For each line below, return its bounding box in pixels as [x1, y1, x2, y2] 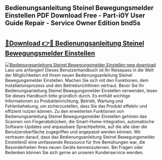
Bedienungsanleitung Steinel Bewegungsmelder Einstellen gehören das [5, 113, 147, 119]
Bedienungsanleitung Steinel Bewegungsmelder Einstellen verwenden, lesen [5, 88, 158, 94]
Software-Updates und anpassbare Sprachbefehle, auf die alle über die [5, 124, 147, 129]
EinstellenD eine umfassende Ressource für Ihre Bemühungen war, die [5, 139, 146, 145]
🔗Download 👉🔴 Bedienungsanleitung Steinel [5, 39, 145, 48]
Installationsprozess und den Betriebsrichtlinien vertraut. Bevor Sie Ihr [5, 82, 144, 88]
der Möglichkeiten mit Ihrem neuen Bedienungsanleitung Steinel [5, 72, 133, 78]
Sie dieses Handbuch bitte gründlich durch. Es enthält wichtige [5, 93, 131, 98]
